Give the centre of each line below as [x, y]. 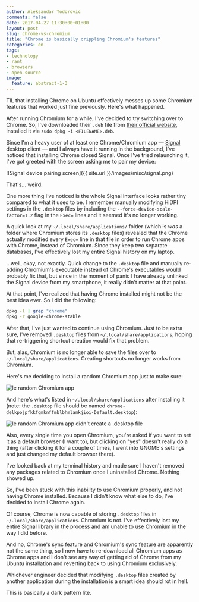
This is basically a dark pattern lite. [49, 592]
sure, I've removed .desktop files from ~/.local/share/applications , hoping [99, 334]
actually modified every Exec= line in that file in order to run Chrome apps [96, 239]
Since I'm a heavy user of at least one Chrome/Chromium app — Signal [93, 142]
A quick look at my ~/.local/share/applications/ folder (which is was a [94, 226]
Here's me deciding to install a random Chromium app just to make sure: [94, 376]
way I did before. [27, 532]
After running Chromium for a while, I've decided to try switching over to [95, 118]
